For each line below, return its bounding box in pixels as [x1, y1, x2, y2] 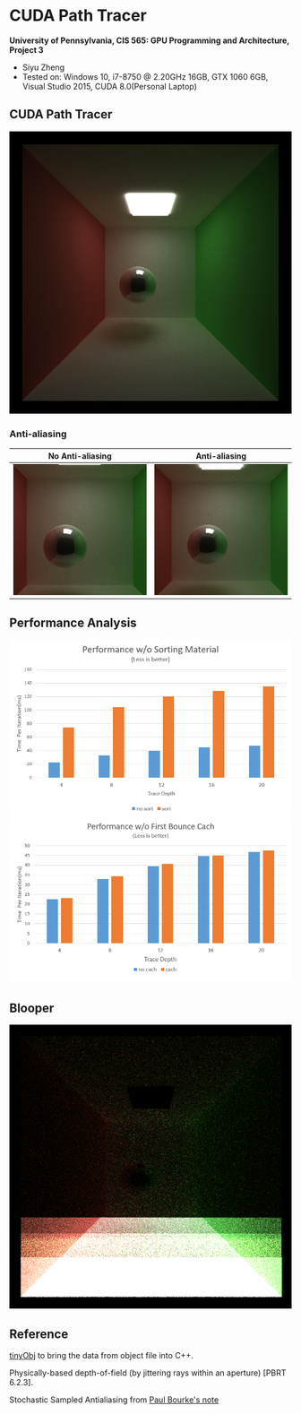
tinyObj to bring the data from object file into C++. [9, 1350, 194, 1361]
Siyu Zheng [21, 62, 65, 73]
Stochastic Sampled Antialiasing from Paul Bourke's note [9, 1394, 219, 1405]
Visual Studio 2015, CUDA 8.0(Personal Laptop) [21, 81, 197, 91]
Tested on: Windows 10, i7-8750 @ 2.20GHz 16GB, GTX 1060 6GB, [21, 71, 269, 82]
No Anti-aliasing [47, 450, 112, 461]
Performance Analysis [9, 615, 137, 630]
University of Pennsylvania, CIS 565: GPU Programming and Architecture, [9, 35, 289, 46]
